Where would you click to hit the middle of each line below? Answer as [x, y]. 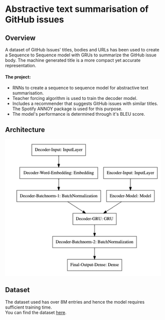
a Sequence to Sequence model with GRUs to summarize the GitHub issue [81, 55]
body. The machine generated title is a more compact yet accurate [73, 60]
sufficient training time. [29, 307]
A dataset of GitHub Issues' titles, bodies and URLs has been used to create [82, 50]
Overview [21, 38]
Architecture [25, 130]
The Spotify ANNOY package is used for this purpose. [67, 109]
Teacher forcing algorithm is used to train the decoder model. [75, 98]
